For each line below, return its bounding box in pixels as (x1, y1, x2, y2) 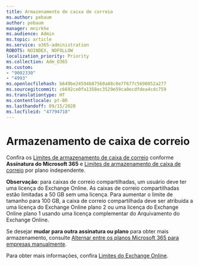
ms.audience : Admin (6, 31, 55, 37)
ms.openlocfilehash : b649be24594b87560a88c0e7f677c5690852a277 (6, 81, 167, 87)
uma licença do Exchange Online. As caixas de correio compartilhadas (6, 184, 180, 192)
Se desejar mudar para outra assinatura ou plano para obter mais (6, 228, 169, 235)
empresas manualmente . (6, 241, 67, 248)
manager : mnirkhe (6, 25, 49, 32)
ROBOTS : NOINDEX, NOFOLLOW (6, 48, 73, 54)
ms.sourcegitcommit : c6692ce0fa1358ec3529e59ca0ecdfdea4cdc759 (6, 87, 167, 93)
